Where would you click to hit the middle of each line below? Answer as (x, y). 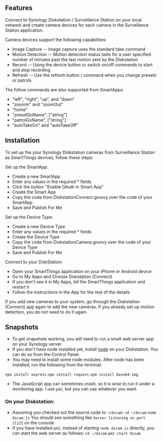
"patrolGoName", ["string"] (39, 120)
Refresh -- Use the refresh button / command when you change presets (84, 75)
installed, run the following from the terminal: (57, 365)
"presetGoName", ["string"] (39, 115)
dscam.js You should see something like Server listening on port (79, 418)
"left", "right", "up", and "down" (44, 99)
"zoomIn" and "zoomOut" (38, 104)
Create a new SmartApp (36, 176)
